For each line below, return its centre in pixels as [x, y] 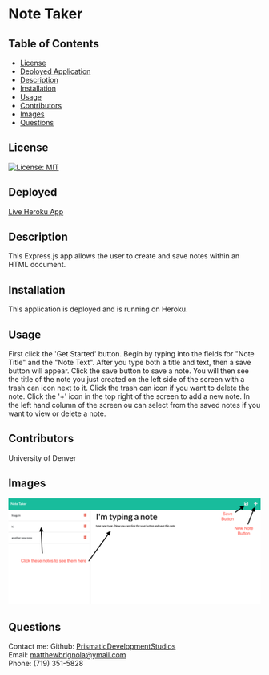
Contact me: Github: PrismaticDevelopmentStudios [92, 646]
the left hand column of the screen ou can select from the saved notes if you [134, 405]
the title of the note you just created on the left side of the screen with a [126, 380]
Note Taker [46, 14]
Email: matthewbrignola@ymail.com [67, 655]
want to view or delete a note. [57, 413]
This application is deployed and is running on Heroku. [98, 309]
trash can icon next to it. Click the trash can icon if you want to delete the [129, 388]
